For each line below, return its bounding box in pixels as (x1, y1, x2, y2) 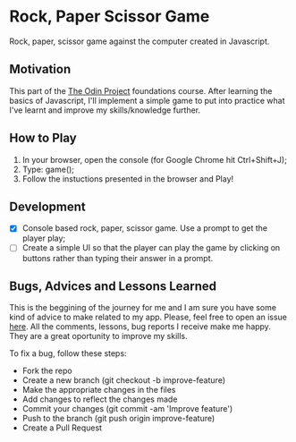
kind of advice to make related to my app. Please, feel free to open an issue (9, 311, 288, 323)
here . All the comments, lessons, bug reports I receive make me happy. (9, 321, 271, 332)
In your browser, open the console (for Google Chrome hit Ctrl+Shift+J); (21, 154, 288, 165)
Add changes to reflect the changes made (21, 394, 178, 404)
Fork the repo (21, 365, 73, 377)
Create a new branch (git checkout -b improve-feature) (21, 375, 226, 386)
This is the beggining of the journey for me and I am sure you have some (9, 302, 277, 313)
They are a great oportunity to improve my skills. (9, 331, 188, 342)
